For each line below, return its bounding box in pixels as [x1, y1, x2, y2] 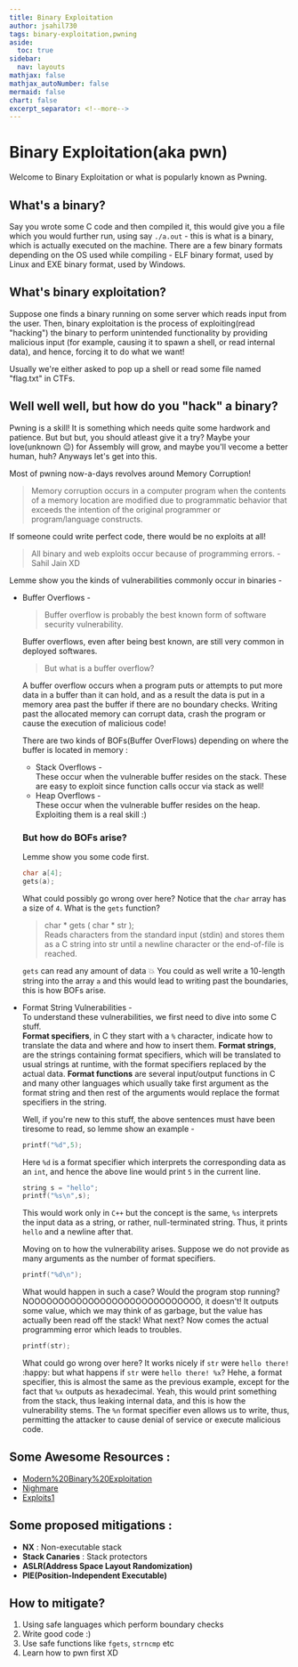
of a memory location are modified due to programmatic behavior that [30, 495, 287, 506]
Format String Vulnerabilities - [21, 1002, 133, 1013]
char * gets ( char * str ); [44, 919, 135, 930]
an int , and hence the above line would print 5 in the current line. [21, 1166, 261, 1177]
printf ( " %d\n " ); [21, 1270, 83, 1280]
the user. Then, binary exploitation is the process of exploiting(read [9, 318, 255, 328]
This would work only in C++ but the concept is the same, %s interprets [21, 1208, 278, 1218]
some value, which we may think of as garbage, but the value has [21, 1306, 263, 1316]
